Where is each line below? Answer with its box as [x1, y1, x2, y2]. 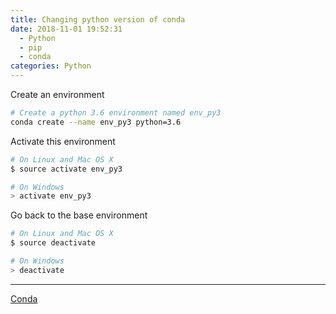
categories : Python [10, 61, 92, 71]
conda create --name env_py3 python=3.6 [10, 117, 182, 127]
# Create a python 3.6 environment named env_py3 [10, 108, 222, 118]
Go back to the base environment [10, 209, 148, 221]
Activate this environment [10, 135, 116, 147]
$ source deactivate [10, 238, 97, 248]
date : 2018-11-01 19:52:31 [10, 24, 123, 34]
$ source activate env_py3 [10, 164, 123, 174]
